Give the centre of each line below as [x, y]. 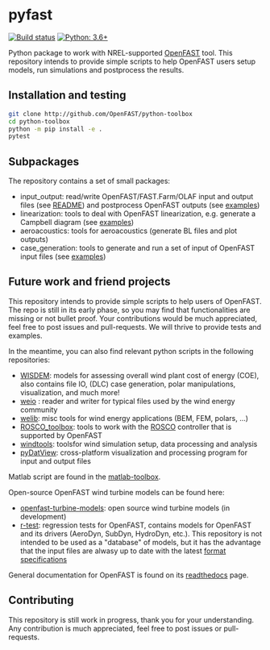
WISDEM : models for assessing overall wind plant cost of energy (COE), [139, 375]
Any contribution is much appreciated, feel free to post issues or [115, 628]
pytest [19, 136]
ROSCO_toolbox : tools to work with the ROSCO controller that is [126, 427]
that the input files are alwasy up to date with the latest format [123, 551]
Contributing [41, 600]
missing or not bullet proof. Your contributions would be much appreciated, [133, 318]
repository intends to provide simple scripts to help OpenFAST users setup [132, 61]
